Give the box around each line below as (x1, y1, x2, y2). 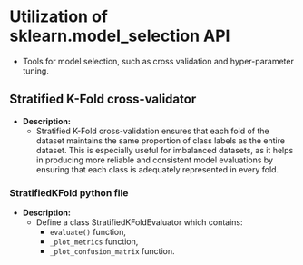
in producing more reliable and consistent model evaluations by (35, 154, 274, 165)
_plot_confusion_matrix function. (49, 246, 175, 257)
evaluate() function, (49, 227, 127, 238)
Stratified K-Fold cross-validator (9, 92, 197, 107)
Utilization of (9, 6, 109, 27)
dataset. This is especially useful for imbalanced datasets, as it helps (35, 144, 294, 155)
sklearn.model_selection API (9, 25, 230, 46)
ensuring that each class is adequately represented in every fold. (35, 163, 279, 174)
